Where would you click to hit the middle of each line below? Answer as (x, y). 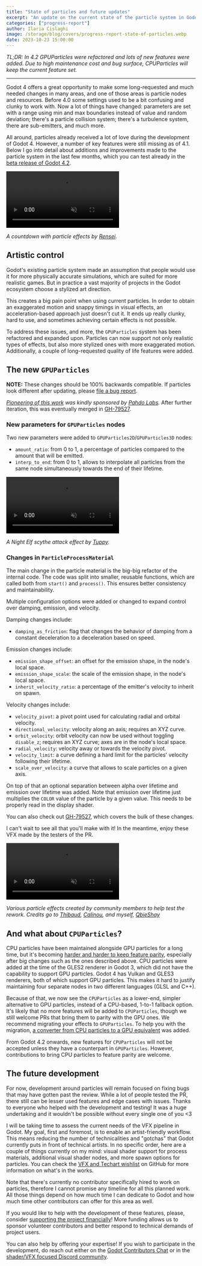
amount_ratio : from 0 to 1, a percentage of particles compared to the (100, 449)
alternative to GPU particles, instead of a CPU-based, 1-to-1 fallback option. (100, 1005)
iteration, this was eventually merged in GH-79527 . (69, 409)
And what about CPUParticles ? (64, 934)
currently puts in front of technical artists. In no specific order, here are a (96, 1145)
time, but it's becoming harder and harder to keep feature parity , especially (99, 955)
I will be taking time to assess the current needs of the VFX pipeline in (93, 1126)
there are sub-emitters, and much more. (56, 125)
